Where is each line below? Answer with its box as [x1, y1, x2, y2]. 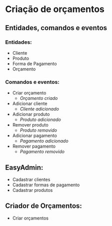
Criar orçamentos [12, 215, 49, 221]
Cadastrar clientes [12, 176, 50, 182]
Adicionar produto [12, 111, 50, 118]
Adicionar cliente [12, 100, 47, 106]
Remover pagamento [12, 143, 56, 149]
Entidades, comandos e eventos [5, 24, 107, 32]
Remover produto [12, 122, 48, 128]
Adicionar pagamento [12, 133, 57, 139]
